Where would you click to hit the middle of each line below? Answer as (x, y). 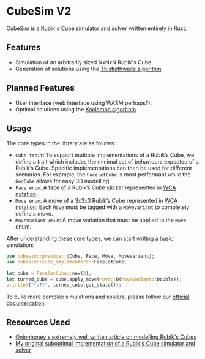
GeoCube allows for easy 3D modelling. (63, 181)
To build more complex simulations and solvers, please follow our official (98, 297)
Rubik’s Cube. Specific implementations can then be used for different (103, 168)
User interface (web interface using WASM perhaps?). (84, 103)
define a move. (34, 214)
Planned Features (41, 88)
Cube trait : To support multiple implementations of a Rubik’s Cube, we (105, 155)
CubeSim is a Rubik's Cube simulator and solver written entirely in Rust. (96, 28)
